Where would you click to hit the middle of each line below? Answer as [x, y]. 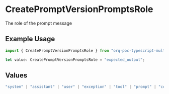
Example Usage [30, 39]
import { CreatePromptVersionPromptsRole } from [57, 51]
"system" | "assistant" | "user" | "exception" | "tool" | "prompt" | [81, 87]
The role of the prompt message [38, 23]
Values [16, 75]
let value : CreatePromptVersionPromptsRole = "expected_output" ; [75, 60]
